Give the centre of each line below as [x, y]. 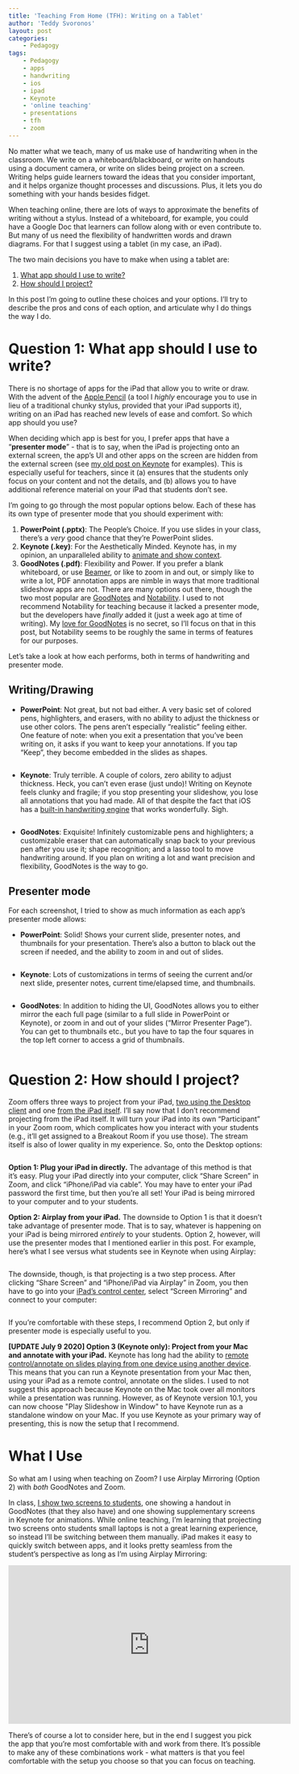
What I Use [46, 1456]
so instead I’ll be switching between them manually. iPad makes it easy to [130, 1537]
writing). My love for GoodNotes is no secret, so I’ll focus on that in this [138, 623]
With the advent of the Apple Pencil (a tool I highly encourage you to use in [133, 396]
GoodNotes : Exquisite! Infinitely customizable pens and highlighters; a [137, 831]
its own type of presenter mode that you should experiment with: [116, 513]
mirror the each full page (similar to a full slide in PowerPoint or [125, 1014]
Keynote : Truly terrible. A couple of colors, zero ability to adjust [126, 775]
